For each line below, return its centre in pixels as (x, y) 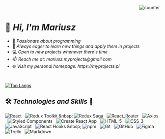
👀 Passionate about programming (46, 41)
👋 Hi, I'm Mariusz (41, 28)
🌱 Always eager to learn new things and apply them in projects (76, 46)
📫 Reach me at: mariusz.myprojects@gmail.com (62, 59)
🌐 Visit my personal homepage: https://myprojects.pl (66, 66)
